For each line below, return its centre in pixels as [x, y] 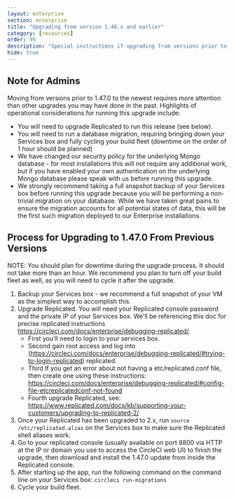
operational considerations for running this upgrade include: [94, 113]
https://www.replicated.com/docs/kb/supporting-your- [107, 405]
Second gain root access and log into [82, 346]
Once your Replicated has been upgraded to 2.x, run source [103, 420]
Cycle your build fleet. [49, 487]
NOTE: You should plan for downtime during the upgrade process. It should [116, 265]
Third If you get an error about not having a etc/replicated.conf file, [125, 368]
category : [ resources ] [40, 33]
